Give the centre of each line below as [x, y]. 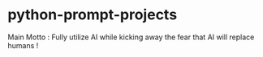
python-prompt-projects [93, 15]
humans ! [23, 45]
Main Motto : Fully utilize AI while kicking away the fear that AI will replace [131, 37]
